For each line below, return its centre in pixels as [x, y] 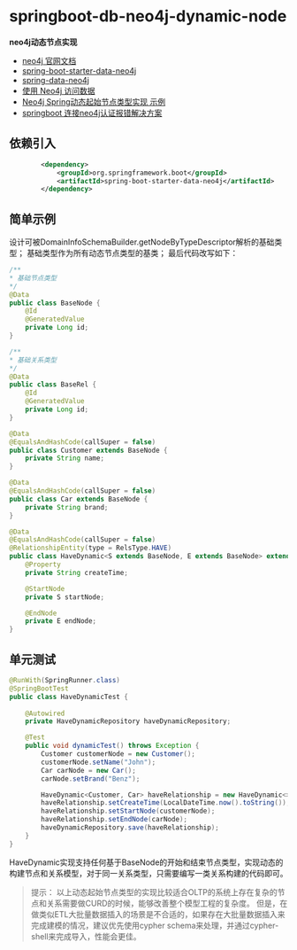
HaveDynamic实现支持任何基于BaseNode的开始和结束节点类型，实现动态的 [146, 862]
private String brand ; [67, 507]
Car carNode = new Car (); [89, 770]
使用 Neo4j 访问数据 [58, 90]
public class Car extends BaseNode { [79, 499]
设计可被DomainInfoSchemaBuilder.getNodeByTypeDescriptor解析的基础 [142, 242]
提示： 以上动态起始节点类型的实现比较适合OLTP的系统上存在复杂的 [154, 892]
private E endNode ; [61, 621]
